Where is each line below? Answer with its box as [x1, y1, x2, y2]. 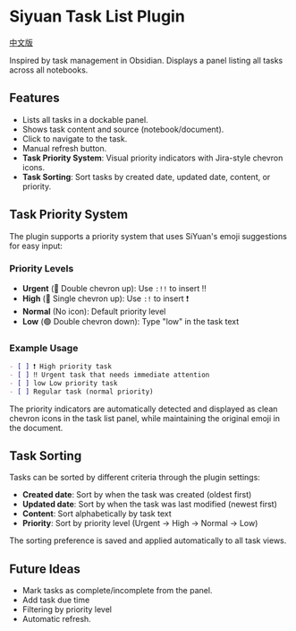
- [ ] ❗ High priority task [9, 362, 112, 371]
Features [9, 91, 60, 106]
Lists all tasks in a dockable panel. [21, 114, 149, 125]
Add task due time [21, 594, 90, 606]
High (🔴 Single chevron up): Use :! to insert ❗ [21, 293, 190, 304]
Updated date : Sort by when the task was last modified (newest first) [21, 499, 277, 510]
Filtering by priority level [21, 604, 112, 615]
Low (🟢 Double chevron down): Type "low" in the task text [21, 315, 240, 326]
